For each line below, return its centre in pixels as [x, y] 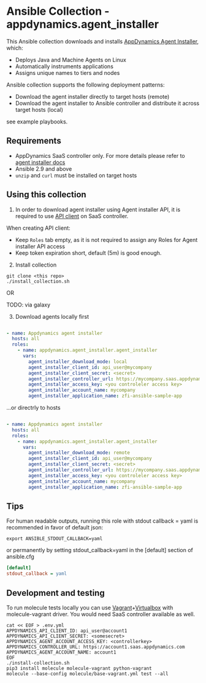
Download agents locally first [52, 316]
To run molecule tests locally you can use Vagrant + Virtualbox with [90, 607]
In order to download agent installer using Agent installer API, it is [98, 209]
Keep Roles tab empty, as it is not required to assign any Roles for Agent [106, 240]
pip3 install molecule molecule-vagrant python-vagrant [79, 668]
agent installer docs [40, 162]
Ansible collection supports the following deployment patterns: [86, 85]
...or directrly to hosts [33, 408]
